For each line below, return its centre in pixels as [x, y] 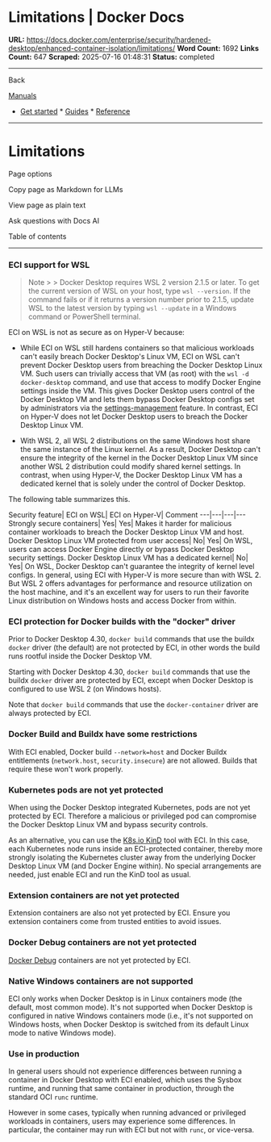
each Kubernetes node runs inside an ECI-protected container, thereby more [135, 849]
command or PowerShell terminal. [84, 317]
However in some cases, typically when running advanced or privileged [127, 1113]
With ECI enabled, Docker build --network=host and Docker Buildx [118, 751]
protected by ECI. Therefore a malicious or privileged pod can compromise [132, 816]
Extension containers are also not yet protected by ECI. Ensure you [119, 913]
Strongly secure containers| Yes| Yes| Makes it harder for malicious [120, 524]
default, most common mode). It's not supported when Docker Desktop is [131, 1007]
